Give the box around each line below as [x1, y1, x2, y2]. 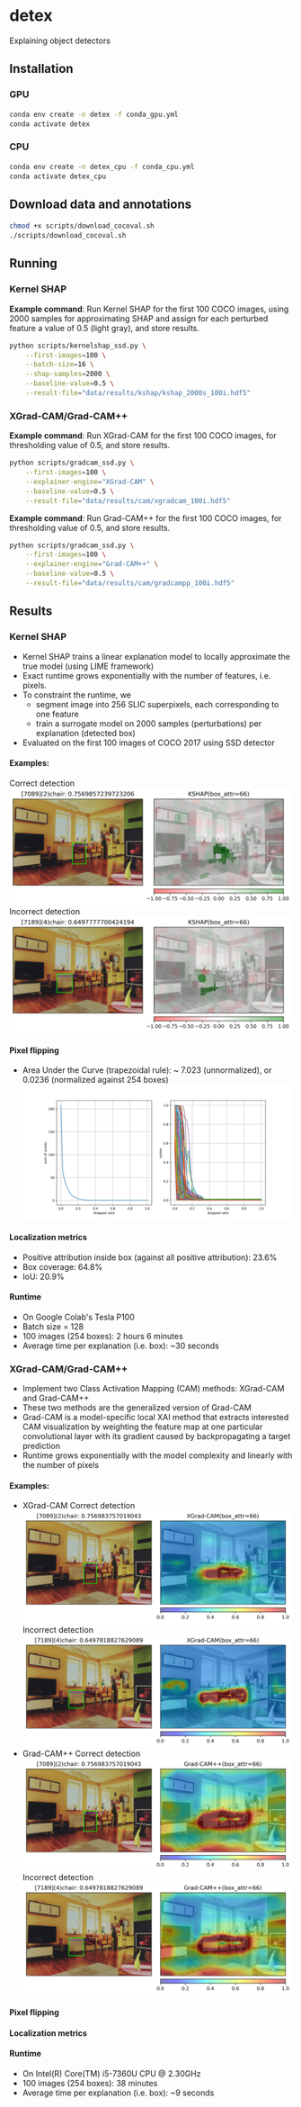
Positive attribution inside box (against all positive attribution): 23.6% [22, 1252, 278, 1263]
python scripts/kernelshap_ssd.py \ [9, 341, 146, 350]
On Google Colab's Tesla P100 [22, 1311, 135, 1322]
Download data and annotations [9, 196, 192, 212]
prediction [22, 1441, 61, 1452]
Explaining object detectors [9, 35, 111, 46]
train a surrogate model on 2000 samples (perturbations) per [35, 717, 262, 729]
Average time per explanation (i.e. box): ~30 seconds [22, 1340, 220, 1351]
